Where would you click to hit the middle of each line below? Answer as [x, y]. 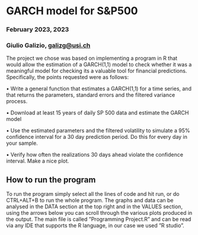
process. [17, 101]
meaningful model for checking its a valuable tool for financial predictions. [97, 71]
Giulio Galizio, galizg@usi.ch [48, 46]
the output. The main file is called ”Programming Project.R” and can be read [99, 219]
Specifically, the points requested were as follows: [68, 77]
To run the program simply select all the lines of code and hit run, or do [93, 194]
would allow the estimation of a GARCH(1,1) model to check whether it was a [99, 65]
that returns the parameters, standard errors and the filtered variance [91, 95]
